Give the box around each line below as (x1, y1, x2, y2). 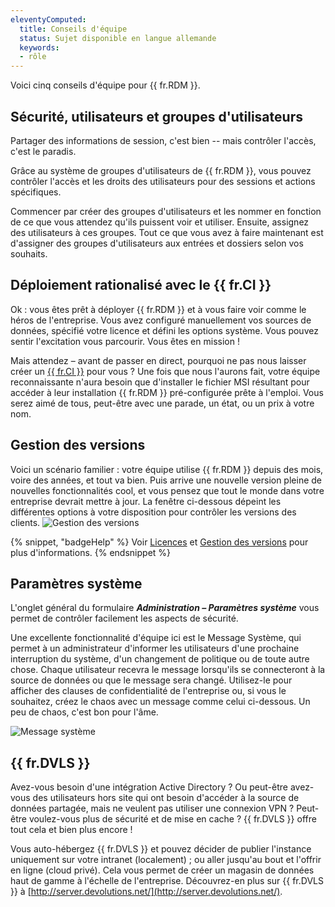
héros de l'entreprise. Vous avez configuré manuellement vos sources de (10, 314, 312, 326)
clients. (10, 516, 41, 528)
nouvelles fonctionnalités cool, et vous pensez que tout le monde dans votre (10, 484, 325, 496)
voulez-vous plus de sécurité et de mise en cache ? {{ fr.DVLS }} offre (28, 813, 317, 825)
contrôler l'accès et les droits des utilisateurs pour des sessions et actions (10, 175, 316, 187)
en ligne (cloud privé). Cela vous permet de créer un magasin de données (10, 864, 315, 876)
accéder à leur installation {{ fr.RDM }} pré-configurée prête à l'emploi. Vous (10, 386, 324, 398)
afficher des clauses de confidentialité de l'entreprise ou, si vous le (10, 685, 287, 697)
